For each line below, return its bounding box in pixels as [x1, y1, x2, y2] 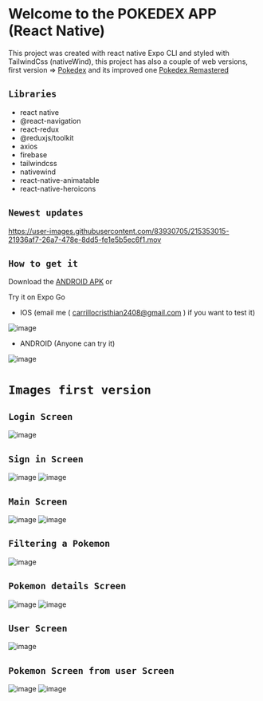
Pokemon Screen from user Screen [8, 664, 175, 676]
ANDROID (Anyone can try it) [19, 339, 116, 348]
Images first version [8, 382, 151, 398]
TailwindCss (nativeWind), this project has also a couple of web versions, [8, 57, 249, 66]
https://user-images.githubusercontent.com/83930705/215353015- [8, 226, 230, 236]
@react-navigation [19, 116, 81, 125]
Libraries [8, 89, 57, 100]
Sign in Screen [8, 453, 84, 465]
